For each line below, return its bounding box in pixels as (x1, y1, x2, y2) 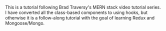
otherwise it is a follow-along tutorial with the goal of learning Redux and (5, 15, 155, 20)
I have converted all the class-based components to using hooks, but (5, 9, 148, 15)
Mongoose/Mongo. (5, 20, 45, 26)
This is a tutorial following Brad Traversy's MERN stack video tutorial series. (5, 4, 161, 10)
